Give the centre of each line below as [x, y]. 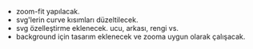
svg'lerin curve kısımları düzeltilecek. [77, 20]
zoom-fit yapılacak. [48, 11]
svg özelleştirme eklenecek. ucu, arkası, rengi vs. [97, 28]
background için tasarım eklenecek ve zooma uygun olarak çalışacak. [131, 36]
